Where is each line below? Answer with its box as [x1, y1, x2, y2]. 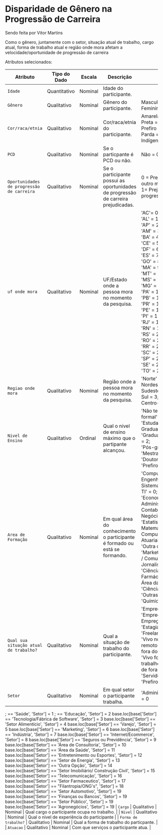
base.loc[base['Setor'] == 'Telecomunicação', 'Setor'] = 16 [5, 773, 122, 779]
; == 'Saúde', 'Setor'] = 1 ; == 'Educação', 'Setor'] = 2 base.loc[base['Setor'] [5, 711, 157, 716]
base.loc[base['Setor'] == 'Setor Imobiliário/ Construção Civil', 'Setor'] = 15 [5, 767, 155, 773]
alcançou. [103, 447, 126, 453]
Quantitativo [47, 87, 75, 94]
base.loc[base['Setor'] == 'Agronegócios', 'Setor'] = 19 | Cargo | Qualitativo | [5, 803, 157, 810]
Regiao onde [7, 385, 35, 391]
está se [103, 546, 120, 553]
